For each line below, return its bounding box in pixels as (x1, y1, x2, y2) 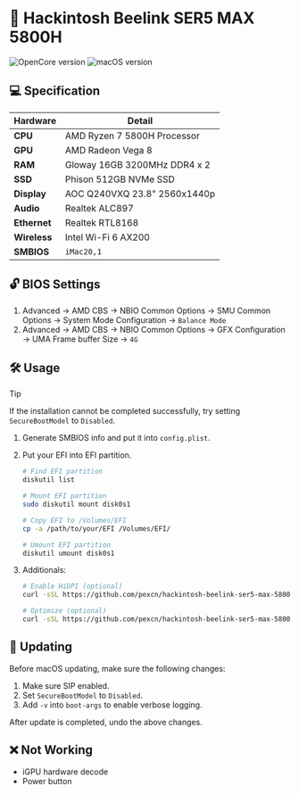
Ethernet (13, 216, 52, 228)
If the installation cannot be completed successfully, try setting (9, 406, 241, 417)
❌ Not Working (9, 742, 94, 757)
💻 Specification (9, 84, 101, 99)
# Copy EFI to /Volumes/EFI (21, 516, 127, 525)
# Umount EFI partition (21, 540, 112, 550)
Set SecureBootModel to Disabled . (21, 690, 143, 700)
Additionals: (21, 565, 67, 575)
